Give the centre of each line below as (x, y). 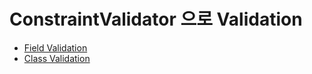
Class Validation (57, 58)
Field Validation (55, 47)
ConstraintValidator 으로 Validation (156, 19)
